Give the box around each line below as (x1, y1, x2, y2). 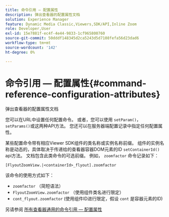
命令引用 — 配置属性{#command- (5, 77, 147, 89)
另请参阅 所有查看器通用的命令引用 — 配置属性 (5, 206, 102, 212)
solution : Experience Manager (5, 17, 69, 22)
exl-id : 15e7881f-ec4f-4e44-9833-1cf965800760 (5, 31, 105, 36)
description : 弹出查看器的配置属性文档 (5, 12, 80, 17)
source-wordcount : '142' (5, 45, 58, 50)
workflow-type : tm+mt (5, 40, 51, 46)
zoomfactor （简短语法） (12, 183, 64, 189)
